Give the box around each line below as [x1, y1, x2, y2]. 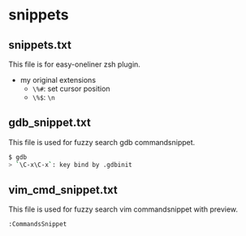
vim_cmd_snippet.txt [8, 182, 118, 196]
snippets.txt [8, 38, 71, 52]
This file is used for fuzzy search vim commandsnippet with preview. [8, 204, 238, 214]
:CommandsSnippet [8, 221, 67, 229]
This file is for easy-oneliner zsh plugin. [8, 59, 140, 69]
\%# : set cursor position [32, 84, 111, 93]
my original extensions [19, 75, 96, 84]
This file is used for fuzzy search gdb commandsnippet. [8, 137, 196, 147]
